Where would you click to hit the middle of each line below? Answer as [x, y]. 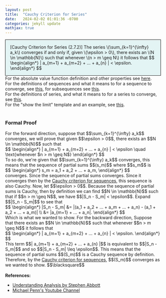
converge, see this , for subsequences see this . [53, 89]
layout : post [19, 10]
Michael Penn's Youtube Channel [46, 291]
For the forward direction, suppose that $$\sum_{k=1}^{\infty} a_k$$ [75, 134]
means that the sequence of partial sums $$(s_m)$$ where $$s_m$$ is [78, 165]
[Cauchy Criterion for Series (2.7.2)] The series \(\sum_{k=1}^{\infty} [80, 47]
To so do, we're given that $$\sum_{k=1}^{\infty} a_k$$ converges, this [78, 160]
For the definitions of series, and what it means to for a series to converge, [81, 94]
